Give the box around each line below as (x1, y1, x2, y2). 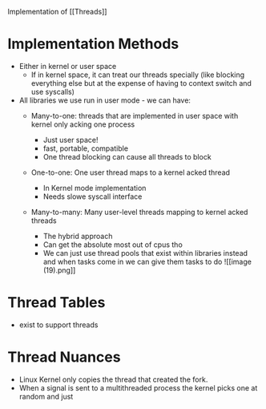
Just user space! (42, 135, 99, 144)
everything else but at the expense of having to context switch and (30, 78, 252, 87)
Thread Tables (7, 294, 106, 312)
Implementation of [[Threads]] (7, 7, 107, 16)
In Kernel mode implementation (42, 183, 147, 192)
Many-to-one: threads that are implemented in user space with (30, 111, 239, 120)
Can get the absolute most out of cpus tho (42, 240, 183, 249)
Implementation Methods (7, 35, 179, 53)
